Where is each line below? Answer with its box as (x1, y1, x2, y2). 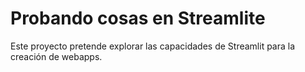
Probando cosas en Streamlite (10, 7, 266, 30)
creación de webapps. (10, 50, 103, 62)
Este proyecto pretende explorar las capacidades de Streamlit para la (10, 40, 296, 52)
